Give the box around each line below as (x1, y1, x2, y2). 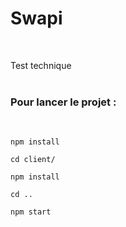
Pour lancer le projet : (10, 95, 117, 109)
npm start (10, 207, 52, 217)
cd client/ (10, 155, 56, 165)
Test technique (10, 59, 72, 71)
